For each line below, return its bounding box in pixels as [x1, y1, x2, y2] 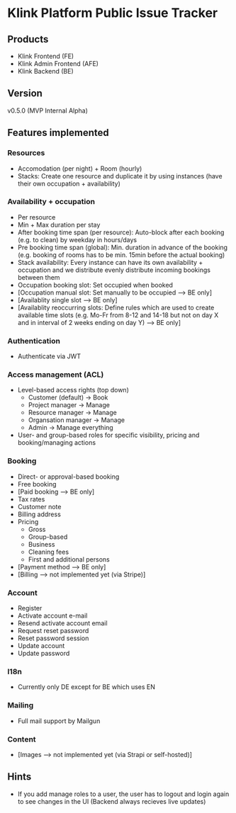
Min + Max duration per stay [17, 220, 101, 229]
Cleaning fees [28, 547, 69, 556]
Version [7, 87, 43, 100]
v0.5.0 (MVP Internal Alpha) [7, 106, 89, 115]
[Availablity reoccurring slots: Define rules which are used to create [17, 303, 215, 312]
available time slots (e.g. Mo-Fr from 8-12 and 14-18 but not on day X [17, 310, 219, 319]
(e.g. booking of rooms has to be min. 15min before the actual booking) [17, 250, 225, 259]
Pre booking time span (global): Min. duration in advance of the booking [17, 243, 228, 251]
